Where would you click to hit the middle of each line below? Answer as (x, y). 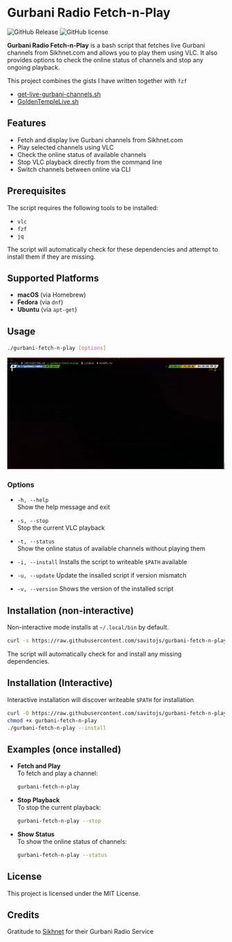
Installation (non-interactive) (71, 610)
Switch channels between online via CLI (74, 169)
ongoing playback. (33, 67)
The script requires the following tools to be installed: (83, 207)
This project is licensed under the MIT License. (74, 893)
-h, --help (33, 500)
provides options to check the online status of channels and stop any (105, 59)
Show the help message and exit (64, 507)
